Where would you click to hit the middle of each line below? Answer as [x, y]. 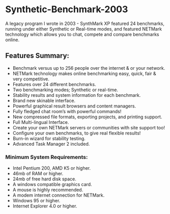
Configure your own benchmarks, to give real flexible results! [77, 133]
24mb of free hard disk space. [44, 179]
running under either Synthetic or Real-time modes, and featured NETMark [83, 29]
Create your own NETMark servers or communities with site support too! [89, 127]
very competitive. [31, 79]
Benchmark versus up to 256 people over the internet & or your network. [89, 68]
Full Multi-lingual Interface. [41, 122]
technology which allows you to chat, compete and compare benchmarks [82, 34]
